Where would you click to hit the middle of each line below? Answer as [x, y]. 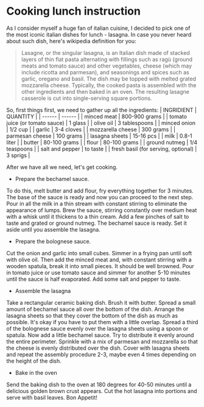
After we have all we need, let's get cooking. [62, 167]
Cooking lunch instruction [74, 11]
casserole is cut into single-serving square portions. [86, 98]
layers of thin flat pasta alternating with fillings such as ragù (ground [107, 59]
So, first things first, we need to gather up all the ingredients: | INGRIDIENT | [101, 110]
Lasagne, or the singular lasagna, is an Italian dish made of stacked [105, 52]
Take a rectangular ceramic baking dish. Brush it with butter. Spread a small [101, 302]
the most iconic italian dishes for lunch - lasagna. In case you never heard [99, 34]
